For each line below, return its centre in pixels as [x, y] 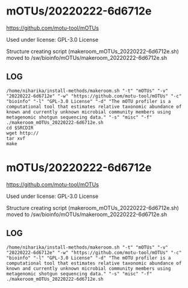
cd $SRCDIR [20, 128]
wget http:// [23, 133]
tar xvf [16, 138]
